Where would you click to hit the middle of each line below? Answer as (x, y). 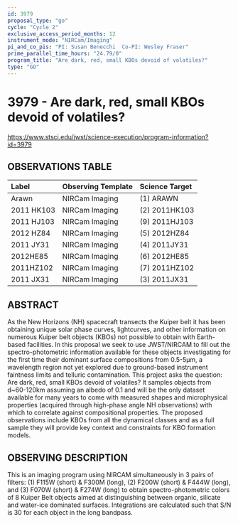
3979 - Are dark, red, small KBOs (106, 102)
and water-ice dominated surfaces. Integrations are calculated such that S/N (119, 505)
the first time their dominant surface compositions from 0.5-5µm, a (105, 360)
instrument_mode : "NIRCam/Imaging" (60, 41)
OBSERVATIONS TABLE (60, 167)
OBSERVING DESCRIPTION (67, 458)
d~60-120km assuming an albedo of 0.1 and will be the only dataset (106, 390)
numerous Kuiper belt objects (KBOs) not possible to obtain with (101, 337)
